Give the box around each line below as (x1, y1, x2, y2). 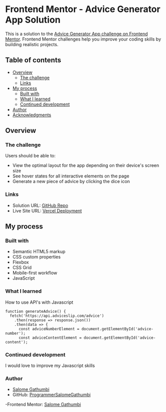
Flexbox (12, 259, 29, 265)
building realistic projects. (5, 41, 59, 47)
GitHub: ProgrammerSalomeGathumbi (12, 392, 91, 398)
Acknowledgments (12, 112, 52, 118)
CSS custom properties (12, 254, 61, 260)
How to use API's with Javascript (5, 299, 74, 305)
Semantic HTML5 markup (12, 249, 66, 255)
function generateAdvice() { (5, 309, 66, 314)
